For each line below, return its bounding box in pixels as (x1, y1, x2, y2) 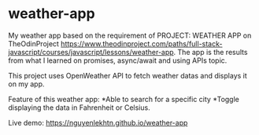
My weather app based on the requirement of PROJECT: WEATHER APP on (8, 31, 252, 40)
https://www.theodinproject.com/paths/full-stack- (60, 38, 223, 48)
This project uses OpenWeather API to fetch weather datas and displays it (8, 71, 248, 80)
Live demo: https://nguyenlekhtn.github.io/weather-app (8, 118, 188, 127)
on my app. (8, 79, 45, 89)
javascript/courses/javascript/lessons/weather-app (8, 47, 175, 57)
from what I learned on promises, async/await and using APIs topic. (8, 56, 228, 65)
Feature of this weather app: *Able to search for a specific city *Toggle (8, 94, 240, 104)
